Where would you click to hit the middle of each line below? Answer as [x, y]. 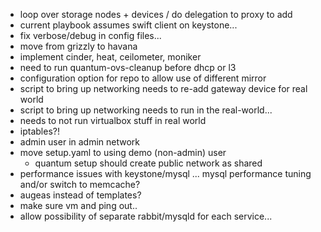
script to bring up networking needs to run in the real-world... [146, 110]
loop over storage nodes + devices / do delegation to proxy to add [156, 14]
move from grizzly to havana [78, 46]
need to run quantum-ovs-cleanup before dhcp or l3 [128, 67]
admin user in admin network [80, 142]
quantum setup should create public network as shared [148, 163]
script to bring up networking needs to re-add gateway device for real [163, 88]
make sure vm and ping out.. [78, 205]
